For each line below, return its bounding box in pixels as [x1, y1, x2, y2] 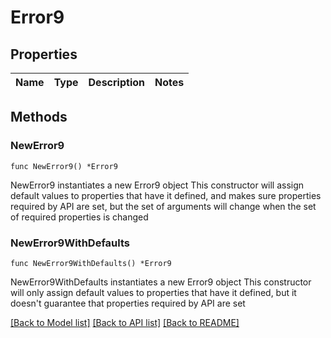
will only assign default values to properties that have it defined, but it [10, 286, 297, 298]
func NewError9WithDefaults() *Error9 [10, 258, 172, 268]
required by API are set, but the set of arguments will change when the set [10, 200, 317, 212]
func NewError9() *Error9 [10, 161, 118, 171]
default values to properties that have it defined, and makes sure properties [10, 189, 322, 201]
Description [88, 76, 145, 89]
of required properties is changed [10, 211, 149, 223]
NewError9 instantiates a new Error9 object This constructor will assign [10, 179, 305, 191]
